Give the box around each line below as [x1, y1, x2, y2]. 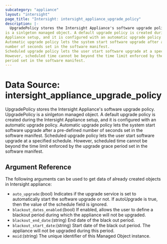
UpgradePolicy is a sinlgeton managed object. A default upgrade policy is [5, 112, 156, 118]
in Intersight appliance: [5, 182, 52, 187]
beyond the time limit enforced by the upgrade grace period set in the [5, 143, 148, 149]
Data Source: [5, 79, 60, 91]
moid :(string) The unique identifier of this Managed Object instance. [12, 233, 151, 239]
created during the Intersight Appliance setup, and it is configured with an [5, 117, 157, 123]
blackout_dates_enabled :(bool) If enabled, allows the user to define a [12, 207, 153, 212]
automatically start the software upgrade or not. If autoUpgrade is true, [12, 196, 158, 202]
